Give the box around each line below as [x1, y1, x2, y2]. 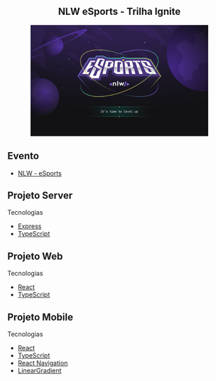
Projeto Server [7, 190, 73, 202]
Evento [7, 150, 39, 162]
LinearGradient [17, 366, 62, 375]
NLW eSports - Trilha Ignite [58, 6, 181, 18]
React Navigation [17, 359, 68, 367]
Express [17, 222, 42, 230]
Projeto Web [7, 250, 63, 262]
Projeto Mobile [7, 311, 73, 323]
